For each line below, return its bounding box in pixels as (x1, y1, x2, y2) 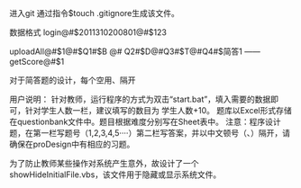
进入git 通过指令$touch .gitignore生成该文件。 (9, 8, 180, 18)
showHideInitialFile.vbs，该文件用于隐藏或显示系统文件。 (9, 169, 222, 180)
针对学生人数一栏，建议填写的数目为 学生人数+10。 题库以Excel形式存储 (24, 105, 292, 115)
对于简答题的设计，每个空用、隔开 (9, 75, 136, 85)
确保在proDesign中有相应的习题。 (9, 139, 135, 149)
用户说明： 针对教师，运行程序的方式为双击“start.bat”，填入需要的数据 (9, 94, 271, 104)
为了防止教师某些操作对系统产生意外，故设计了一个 (9, 158, 199, 168)
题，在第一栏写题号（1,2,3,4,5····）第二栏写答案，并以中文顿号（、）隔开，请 (9, 128, 291, 138)
